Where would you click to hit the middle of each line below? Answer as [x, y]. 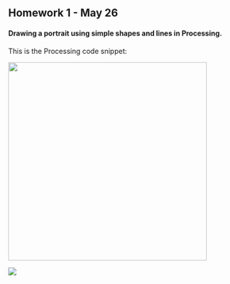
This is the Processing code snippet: [68, 51]
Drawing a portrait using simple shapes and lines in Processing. [115, 33]
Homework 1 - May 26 [63, 13]
